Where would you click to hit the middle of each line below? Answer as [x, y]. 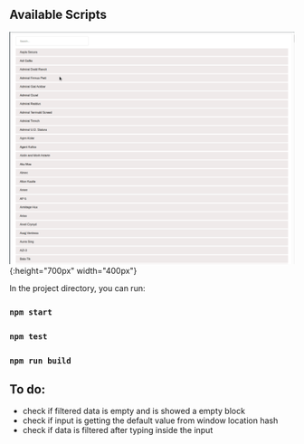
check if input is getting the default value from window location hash [150, 420]
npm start [31, 312]
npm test [28, 336]
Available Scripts [58, 15]
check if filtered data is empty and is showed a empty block [134, 411]
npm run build [40, 360]
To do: [28, 389]
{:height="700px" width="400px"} [73, 270]
